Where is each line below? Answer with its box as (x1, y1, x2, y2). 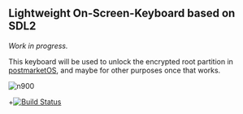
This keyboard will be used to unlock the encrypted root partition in (8, 56, 234, 66)
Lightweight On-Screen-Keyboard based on (8, 7, 236, 20)
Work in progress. (8, 41, 68, 50)
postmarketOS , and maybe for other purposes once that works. (8, 65, 221, 75)
